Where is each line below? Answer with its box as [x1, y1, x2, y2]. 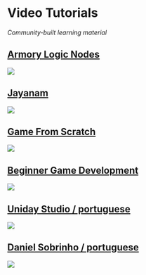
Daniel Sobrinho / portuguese [7, 241, 139, 254]
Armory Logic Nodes [7, 49, 100, 60]
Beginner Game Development [7, 164, 139, 177]
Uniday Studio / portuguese [7, 203, 131, 215]
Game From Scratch [7, 125, 96, 138]
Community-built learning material [7, 28, 107, 37]
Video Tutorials [7, 5, 98, 21]
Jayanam [7, 87, 49, 99]
